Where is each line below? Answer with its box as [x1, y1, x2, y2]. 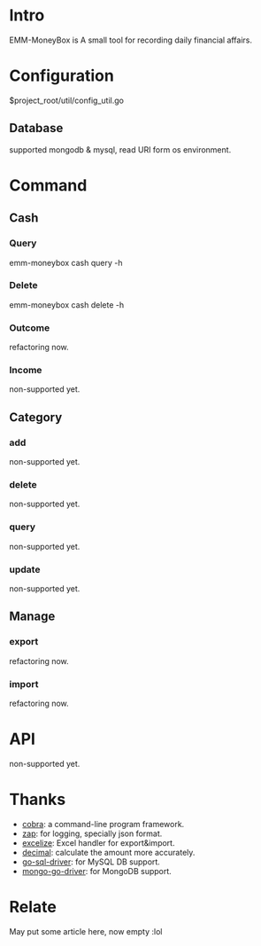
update [9, 563, 41, 575]
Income [9, 364, 42, 377]
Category [9, 410, 63, 425]
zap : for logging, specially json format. [21, 828, 163, 839]
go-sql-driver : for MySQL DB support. [21, 856, 161, 867]
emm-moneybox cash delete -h [9, 299, 125, 310]
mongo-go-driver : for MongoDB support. [21, 865, 173, 876]
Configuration [9, 66, 115, 86]
